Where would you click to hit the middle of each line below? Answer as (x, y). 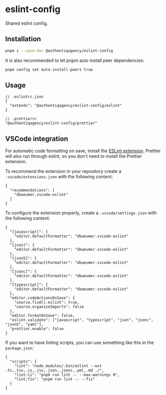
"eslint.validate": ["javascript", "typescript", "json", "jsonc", (82, 320)
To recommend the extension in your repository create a (63, 171)
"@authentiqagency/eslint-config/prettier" (51, 123)
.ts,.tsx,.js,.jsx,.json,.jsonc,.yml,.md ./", (55, 371)
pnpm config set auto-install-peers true (49, 70)
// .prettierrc (21, 119)
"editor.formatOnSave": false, (42, 316)
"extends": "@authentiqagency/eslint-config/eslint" (66, 106)
